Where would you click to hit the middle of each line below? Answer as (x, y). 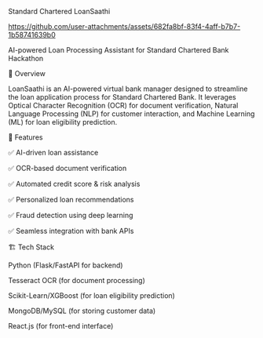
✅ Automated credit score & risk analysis (74, 184)
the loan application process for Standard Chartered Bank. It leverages (122, 97)
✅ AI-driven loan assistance (53, 153)
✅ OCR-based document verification (68, 168)
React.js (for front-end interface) (61, 326)
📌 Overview (27, 73)
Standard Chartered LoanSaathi (59, 11)
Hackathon (26, 58)
